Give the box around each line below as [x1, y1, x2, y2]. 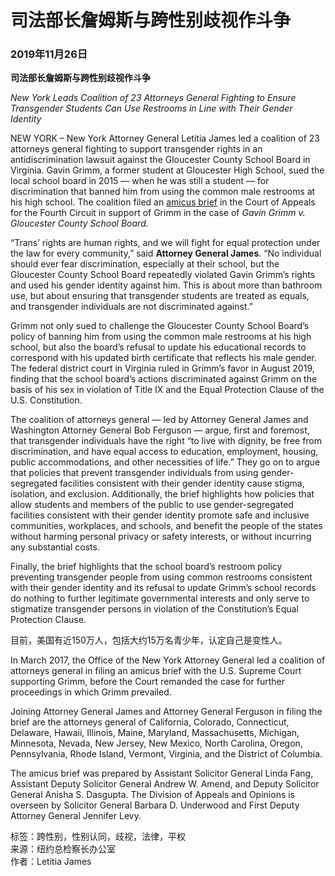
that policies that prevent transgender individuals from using [10, 467, 259, 479]
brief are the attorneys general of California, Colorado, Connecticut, [10, 716, 290, 728]
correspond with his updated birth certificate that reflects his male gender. [10, 352, 317, 364]
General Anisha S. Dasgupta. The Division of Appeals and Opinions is [10, 789, 296, 801]
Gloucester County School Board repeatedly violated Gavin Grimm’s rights [10, 269, 316, 281]
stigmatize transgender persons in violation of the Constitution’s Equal [10, 603, 299, 615]
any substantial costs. [10, 541, 100, 553]
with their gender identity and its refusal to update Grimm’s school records [10, 582, 317, 594]
